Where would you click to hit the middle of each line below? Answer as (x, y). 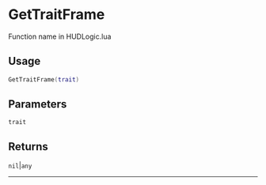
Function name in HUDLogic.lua (60, 36)
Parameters (38, 104)
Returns (28, 147)
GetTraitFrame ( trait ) (44, 79)
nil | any (20, 166)
